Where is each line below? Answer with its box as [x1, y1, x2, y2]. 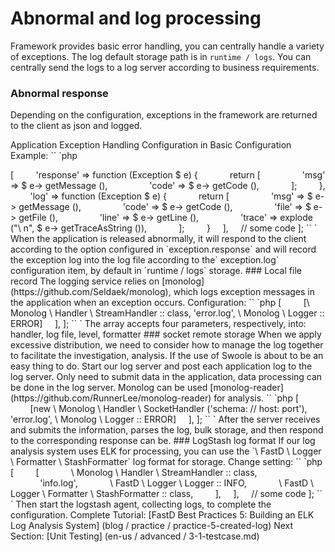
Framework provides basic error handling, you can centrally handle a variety [10, 40, 325, 52]
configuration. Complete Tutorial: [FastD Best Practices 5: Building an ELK [10, 509, 315, 521]
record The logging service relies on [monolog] [10, 275, 205, 287]
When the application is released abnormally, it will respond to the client [10, 233, 307, 245]
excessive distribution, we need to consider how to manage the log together [10, 339, 324, 351]
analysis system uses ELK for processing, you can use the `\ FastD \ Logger [10, 445, 322, 457]
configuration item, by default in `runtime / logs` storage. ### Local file [10, 265, 302, 277]
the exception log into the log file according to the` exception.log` [10, 254, 280, 266]
